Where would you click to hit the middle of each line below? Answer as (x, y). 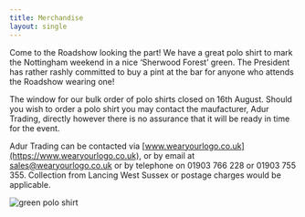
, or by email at (167, 155)
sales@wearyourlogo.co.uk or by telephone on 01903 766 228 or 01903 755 (153, 165)
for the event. (35, 128)
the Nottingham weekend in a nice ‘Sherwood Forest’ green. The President (150, 62)
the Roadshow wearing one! (62, 81)
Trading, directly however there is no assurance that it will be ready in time (150, 119)
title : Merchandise (47, 18)
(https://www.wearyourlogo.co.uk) (74, 155)
